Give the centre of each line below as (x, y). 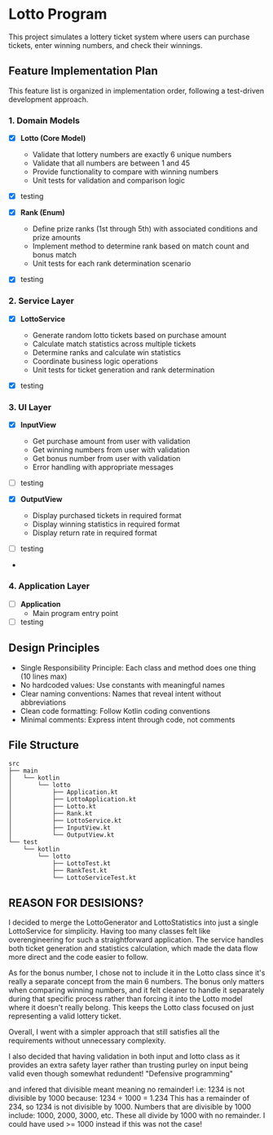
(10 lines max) (44, 676)
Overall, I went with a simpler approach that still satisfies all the (114, 1032)
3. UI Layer (30, 407)
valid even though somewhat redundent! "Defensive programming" (121, 1074)
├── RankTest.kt (79, 871)
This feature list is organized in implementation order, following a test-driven (136, 90)
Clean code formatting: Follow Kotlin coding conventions (115, 710)
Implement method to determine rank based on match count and (141, 246)
